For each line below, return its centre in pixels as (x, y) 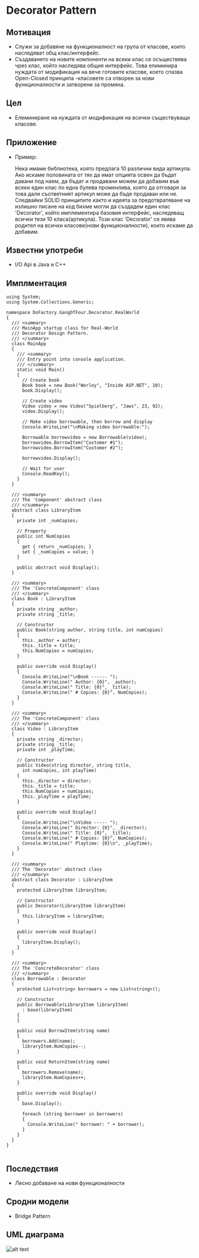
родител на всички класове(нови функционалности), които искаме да (104, 225)
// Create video (42, 401)
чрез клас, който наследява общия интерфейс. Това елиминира (96, 65)
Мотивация (29, 32)
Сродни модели (38, 1202)
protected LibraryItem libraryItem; (62, 890)
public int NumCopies (43, 537)
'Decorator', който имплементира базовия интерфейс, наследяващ (99, 212)
